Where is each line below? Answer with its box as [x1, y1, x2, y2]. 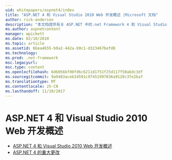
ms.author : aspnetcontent [5, 27, 60, 32]
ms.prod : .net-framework [5, 55, 58, 61]
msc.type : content [5, 65, 45, 70]
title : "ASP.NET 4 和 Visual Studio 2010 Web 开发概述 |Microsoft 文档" [5, 12, 158, 17]
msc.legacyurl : [5, 60, 38, 65]
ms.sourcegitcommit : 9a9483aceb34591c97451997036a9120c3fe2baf [5, 74, 143, 79]
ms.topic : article [5, 41, 45, 46]
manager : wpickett [5, 31, 45, 36]
